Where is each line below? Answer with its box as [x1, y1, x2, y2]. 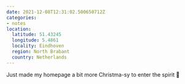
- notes [6, 20, 26, 26]
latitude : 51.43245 [12, 32, 62, 38]
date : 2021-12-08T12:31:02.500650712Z [6, 9, 105, 15]
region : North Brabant [12, 49, 70, 55]
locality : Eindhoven [12, 43, 64, 49]
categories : [6, 15, 37, 21]
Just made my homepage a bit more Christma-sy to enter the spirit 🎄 [6, 71, 180, 78]
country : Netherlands [12, 54, 67, 60]
